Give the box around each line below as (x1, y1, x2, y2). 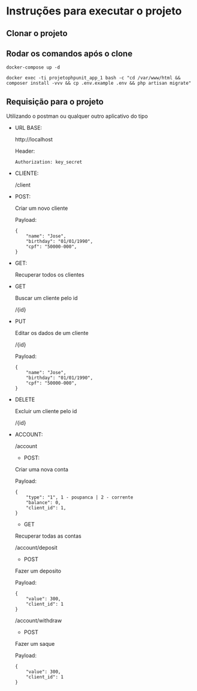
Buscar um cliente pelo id (14, 295, 78, 302)
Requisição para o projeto (6, 96, 104, 106)
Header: (14, 147, 35, 155)
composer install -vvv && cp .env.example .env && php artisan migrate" (6, 80, 192, 87)
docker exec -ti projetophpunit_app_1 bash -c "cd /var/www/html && (6, 75, 181, 81)
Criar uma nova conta (14, 466, 69, 473)
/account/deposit (14, 544, 58, 551)
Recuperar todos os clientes (14, 271, 85, 278)
